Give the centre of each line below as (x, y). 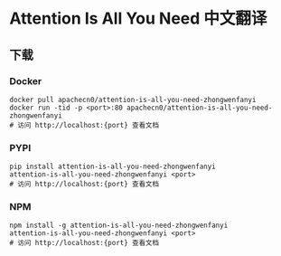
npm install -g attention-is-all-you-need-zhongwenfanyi (119, 226)
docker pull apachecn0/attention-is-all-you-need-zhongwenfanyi (133, 100)
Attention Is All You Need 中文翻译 (138, 19)
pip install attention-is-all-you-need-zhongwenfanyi (113, 167)
